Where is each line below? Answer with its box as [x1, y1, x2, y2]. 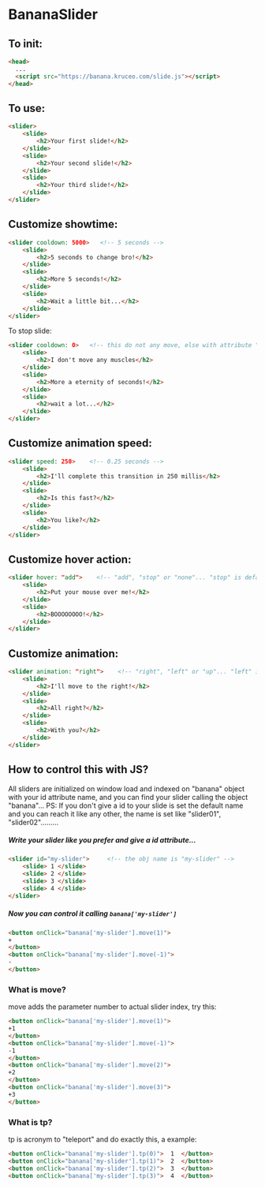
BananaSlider [8, 6, 99, 24]
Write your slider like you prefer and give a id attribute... [8, 835, 196, 845]
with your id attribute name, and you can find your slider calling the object [8, 792, 248, 801]
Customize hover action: [8, 552, 132, 566]
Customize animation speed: [8, 436, 152, 450]
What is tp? [8, 1116, 53, 1127]
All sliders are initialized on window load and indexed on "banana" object [8, 783, 245, 794]
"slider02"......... [8, 817, 59, 827]
